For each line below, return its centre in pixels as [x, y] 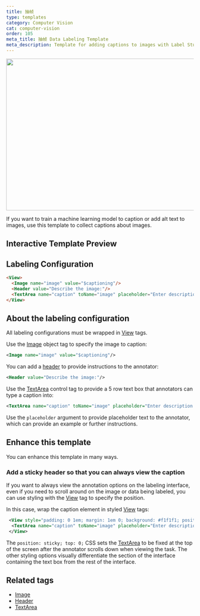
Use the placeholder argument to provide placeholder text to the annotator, [98, 417]
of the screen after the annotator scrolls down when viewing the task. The [97, 549]
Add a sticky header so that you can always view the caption [96, 472]
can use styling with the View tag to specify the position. [76, 498]
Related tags [30, 581]
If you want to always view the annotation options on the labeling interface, [98, 485]
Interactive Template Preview [62, 244]
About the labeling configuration [68, 318]
